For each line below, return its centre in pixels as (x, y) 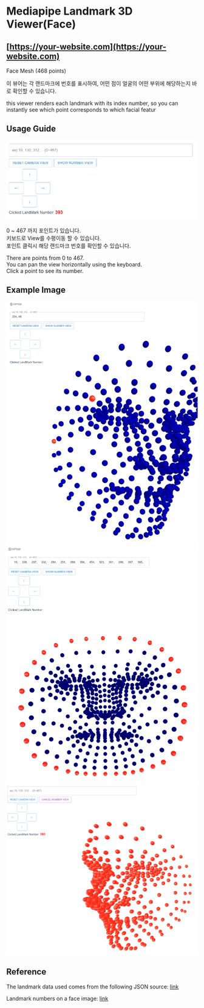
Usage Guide (31, 129)
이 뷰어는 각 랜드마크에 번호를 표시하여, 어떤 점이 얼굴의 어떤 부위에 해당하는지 (99, 83)
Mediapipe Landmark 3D (70, 11)
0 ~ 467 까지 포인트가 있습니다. (44, 231)
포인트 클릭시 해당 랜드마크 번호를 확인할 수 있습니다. (69, 246)
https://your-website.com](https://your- (88, 47)
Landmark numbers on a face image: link (57, 998)
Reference (26, 972)
